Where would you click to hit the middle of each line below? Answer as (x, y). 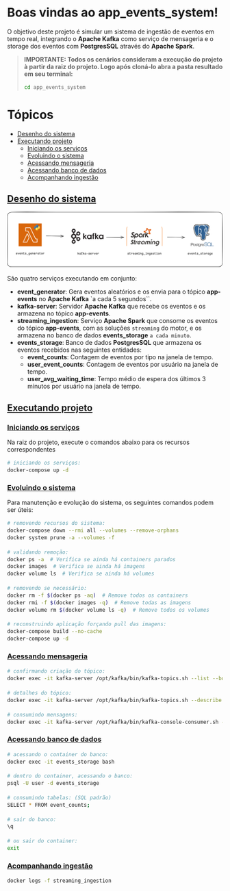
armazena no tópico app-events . (64, 313)
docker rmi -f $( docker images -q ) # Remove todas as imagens (99, 603)
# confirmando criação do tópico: (56, 671)
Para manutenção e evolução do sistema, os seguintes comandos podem (111, 503)
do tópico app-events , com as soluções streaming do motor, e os (109, 328)
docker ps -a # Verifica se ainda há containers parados (91, 559)
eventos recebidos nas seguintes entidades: (79, 350)
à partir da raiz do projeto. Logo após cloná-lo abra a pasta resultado (123, 66)
